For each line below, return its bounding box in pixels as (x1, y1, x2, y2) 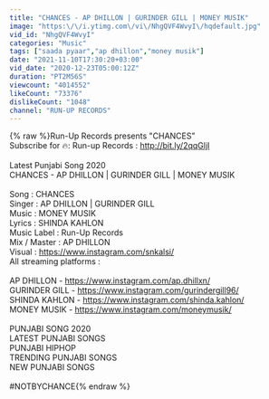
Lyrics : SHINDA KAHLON (9, 218, 104, 229)
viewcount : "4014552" (9, 81, 91, 90)
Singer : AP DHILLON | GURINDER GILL (9, 198, 156, 209)
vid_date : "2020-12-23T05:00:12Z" (9, 64, 140, 73)
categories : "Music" (9, 38, 88, 48)
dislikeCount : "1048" (9, 97, 91, 107)
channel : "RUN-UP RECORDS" (9, 106, 111, 115)
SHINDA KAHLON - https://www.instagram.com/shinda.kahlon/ (9, 295, 245, 306)
